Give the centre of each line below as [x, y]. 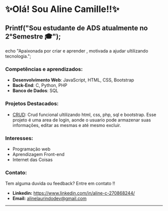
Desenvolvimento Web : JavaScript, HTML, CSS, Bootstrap [73, 80]
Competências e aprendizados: [44, 69]
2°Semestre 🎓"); [33, 36]
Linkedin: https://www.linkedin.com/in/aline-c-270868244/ [73, 193]
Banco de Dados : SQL [35, 90]
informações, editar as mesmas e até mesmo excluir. [67, 125]
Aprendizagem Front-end [38, 154]
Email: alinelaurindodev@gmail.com [49, 198]
